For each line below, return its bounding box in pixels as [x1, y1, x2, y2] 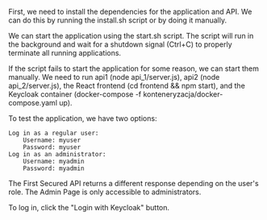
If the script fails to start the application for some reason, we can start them [8, 64, 260, 73]
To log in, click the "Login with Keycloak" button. [8, 203, 170, 212]
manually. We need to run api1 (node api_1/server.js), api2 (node [8, 73, 220, 81]
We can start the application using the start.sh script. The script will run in [8, 31, 254, 40]
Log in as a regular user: [8, 129, 99, 137]
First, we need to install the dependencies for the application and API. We [8, 7, 252, 16]
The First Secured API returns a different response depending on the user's [8, 179, 260, 188]
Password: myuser [23, 143, 81, 152]
